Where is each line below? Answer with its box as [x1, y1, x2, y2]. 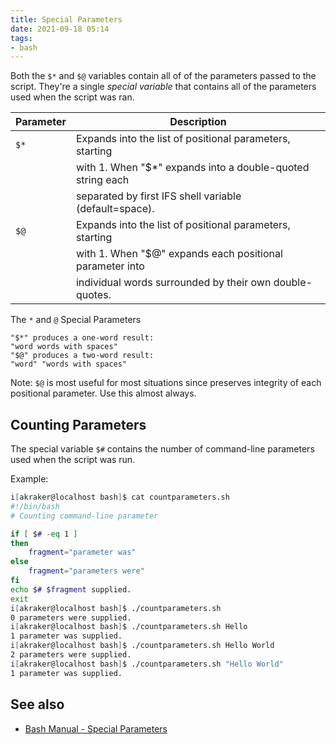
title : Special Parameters [10, 14, 123, 25]
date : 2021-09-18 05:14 [10, 24, 110, 34]
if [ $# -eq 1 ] [10, 529, 78, 539]
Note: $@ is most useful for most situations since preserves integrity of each [10, 377, 322, 389]
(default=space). [75, 202, 155, 216]
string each [75, 173, 130, 187]
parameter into [75, 259, 145, 273]
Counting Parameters [10, 416, 147, 433]
